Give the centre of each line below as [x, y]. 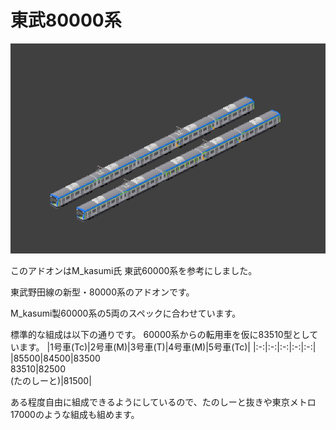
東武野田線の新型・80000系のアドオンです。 [102, 292]
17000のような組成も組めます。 [75, 414]
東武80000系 [66, 20]
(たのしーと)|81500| [51, 380]
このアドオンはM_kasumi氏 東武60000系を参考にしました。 [134, 270]
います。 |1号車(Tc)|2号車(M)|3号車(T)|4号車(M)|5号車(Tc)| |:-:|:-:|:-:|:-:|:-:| [163, 347]
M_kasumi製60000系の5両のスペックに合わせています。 [126, 313]
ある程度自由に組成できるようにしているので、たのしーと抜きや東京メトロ [163, 402]
